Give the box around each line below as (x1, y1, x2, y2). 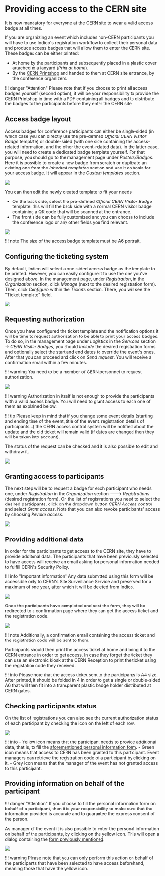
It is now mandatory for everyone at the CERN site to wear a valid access (5, 20, 153, 26)
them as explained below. (5, 404, 57, 409)
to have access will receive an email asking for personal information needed (5, 559, 159, 565)
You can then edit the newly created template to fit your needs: (5, 189, 133, 195)
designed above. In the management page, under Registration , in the (5, 276, 144, 282)
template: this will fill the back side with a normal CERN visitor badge (12, 203, 152, 209)
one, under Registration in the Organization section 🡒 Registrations (5, 491, 150, 497)
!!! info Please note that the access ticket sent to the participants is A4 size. (5, 672, 158, 678)
